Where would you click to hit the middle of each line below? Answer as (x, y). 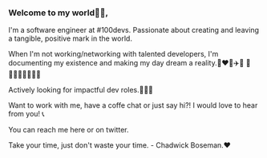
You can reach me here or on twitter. (69, 130)
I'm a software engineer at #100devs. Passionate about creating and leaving (133, 30)
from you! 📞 (26, 114)
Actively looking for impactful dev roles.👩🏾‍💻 (81, 90)
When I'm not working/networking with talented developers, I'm (113, 54)
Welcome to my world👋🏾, (58, 13)
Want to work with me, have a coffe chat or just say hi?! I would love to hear (133, 105)
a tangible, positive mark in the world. (70, 38)
